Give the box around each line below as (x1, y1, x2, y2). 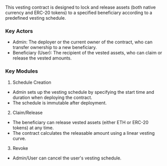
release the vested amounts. (12, 55, 72, 61)
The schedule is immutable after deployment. (12, 99, 107, 105)
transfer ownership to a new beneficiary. (12, 44, 97, 50)
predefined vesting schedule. (5, 15, 67, 21)
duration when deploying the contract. (12, 94, 92, 100)
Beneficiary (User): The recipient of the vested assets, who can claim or (12, 50, 162, 56)
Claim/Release (12, 109, 43, 116)
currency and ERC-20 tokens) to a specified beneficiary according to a (5, 10, 152, 16)
